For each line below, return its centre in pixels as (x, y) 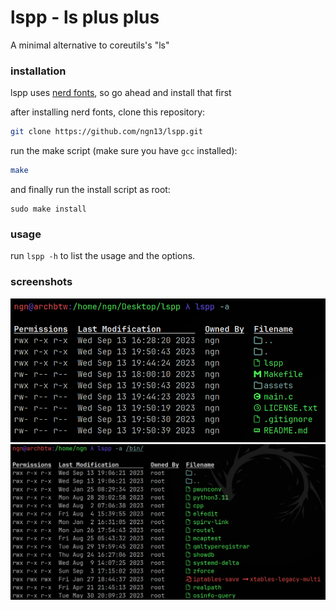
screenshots (41, 282)
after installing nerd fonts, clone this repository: (108, 112)
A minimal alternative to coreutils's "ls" (90, 45)
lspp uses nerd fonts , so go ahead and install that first (121, 93)
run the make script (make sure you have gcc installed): (124, 151)
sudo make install (48, 209)
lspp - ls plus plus (85, 17)
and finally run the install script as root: (90, 189)
